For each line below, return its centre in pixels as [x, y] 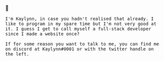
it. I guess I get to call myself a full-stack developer [78, 29]
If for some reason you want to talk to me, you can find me [82, 44]
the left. [17, 54]
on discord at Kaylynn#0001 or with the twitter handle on [80, 49]
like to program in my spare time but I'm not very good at [81, 24]
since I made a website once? [43, 34]
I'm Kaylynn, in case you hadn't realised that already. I [80, 19]
